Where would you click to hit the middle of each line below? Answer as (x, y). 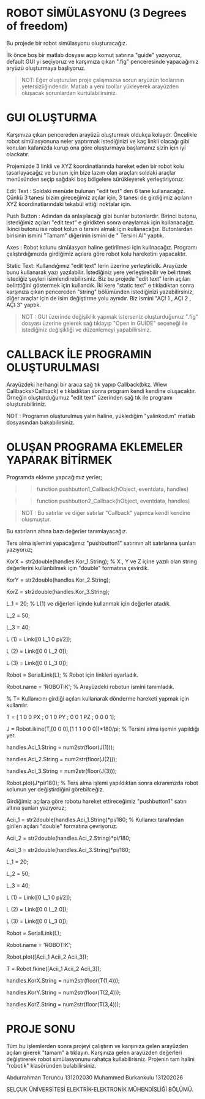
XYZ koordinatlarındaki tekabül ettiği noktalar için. (69, 204)
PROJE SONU (41, 1029)
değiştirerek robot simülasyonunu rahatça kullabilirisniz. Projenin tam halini (100, 1059)
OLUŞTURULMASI (53, 367)
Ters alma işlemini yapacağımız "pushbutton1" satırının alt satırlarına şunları (101, 543)
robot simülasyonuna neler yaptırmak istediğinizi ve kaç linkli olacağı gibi (98, 141)
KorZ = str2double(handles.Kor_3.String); (58, 591)
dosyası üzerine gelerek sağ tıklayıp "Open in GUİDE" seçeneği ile (104, 323)
